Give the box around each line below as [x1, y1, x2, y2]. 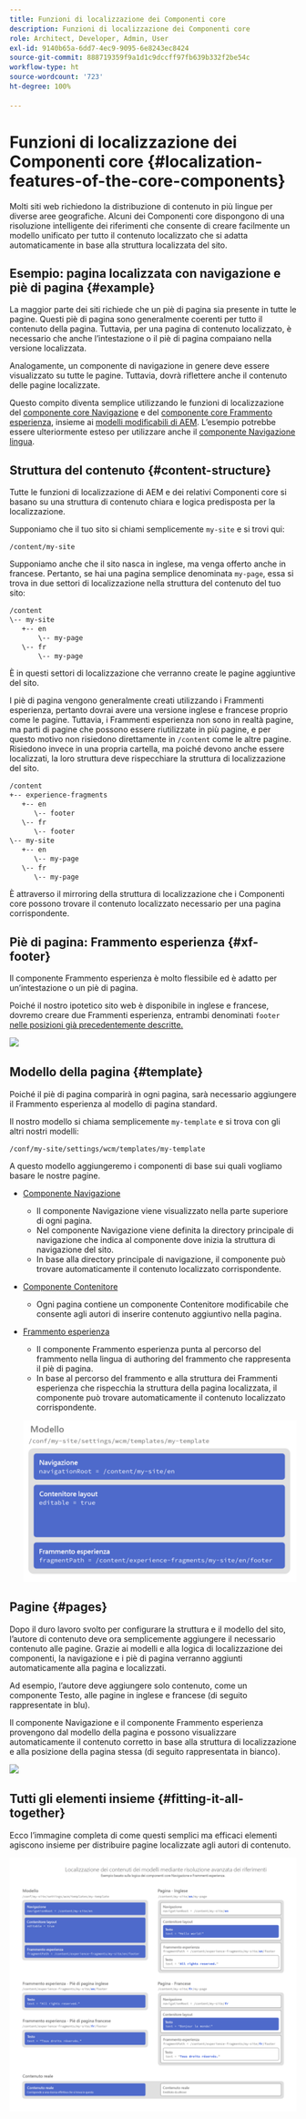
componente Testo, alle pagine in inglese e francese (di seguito [9, 1689, 248, 1700]
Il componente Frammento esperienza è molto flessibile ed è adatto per [9, 973, 278, 983]
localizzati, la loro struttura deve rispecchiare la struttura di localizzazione [9, 753, 286, 764]
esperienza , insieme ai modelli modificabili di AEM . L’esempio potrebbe [9, 417, 276, 428]
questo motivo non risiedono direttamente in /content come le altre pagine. [9, 734, 291, 745]
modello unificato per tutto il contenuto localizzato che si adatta [9, 229, 249, 240]
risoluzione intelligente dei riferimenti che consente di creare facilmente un [9, 219, 291, 231]
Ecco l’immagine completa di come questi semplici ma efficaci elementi [9, 1829, 278, 1840]
